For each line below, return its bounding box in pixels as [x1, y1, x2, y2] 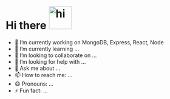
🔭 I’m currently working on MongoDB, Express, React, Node [14, 38, 165, 46]
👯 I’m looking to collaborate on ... [14, 52, 97, 59]
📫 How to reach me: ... [14, 71, 73, 78]
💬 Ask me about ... [14, 64, 61, 72]
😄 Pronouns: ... [14, 80, 54, 87]
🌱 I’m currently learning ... [14, 45, 80, 52]
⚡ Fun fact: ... [14, 87, 48, 94]
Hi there [5, 19, 47, 33]
